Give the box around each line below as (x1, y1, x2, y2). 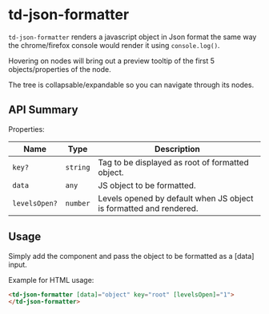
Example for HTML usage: (8, 275, 94, 284)
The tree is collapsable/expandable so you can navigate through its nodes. (8, 80, 255, 89)
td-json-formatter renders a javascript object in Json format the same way (8, 32, 257, 42)
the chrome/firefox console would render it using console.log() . (8, 40, 220, 50)
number (65, 198, 90, 208)
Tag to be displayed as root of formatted (98, 157, 250, 168)
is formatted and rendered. (98, 202, 199, 213)
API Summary (8, 103, 78, 117)
